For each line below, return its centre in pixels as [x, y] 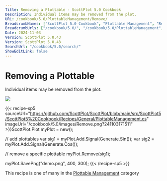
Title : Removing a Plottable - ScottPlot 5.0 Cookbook [63, 10]
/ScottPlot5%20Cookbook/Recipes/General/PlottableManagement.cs [76, 119]
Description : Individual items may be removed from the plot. [71, 14]
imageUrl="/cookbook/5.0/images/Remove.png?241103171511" [69, 124]
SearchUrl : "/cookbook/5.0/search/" [43, 47]
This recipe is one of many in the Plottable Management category [72, 173]
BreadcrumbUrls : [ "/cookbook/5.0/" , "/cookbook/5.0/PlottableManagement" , [84, 28]
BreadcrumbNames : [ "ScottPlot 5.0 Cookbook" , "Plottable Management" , [80, 24]
